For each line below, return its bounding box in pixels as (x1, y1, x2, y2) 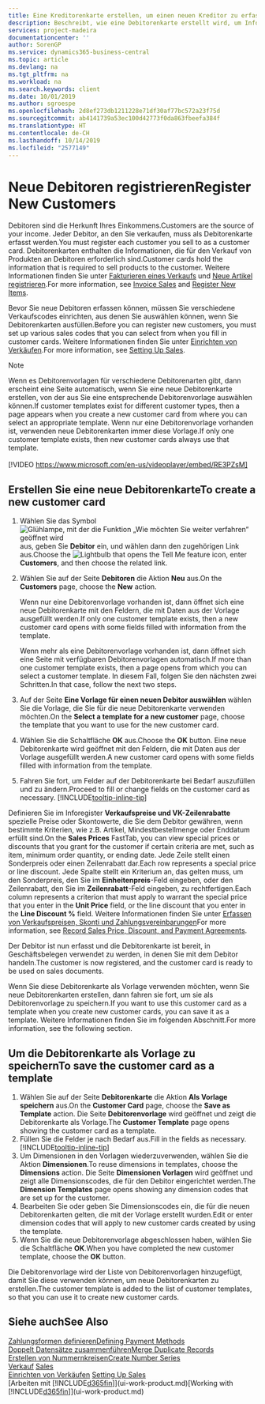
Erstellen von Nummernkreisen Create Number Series (8, 1353, 181, 1362)
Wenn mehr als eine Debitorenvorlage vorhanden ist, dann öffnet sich (19, 646, 246, 656)
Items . (8, 288, 29, 297)
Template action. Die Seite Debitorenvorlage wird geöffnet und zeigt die (19, 1108, 256, 1119)
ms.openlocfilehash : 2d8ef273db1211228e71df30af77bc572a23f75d (8, 108, 221, 115)
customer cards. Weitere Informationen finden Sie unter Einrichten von (8, 337, 238, 346)
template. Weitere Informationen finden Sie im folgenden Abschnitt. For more (8, 1015, 256, 1025)
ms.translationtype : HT (8, 122, 87, 130)
